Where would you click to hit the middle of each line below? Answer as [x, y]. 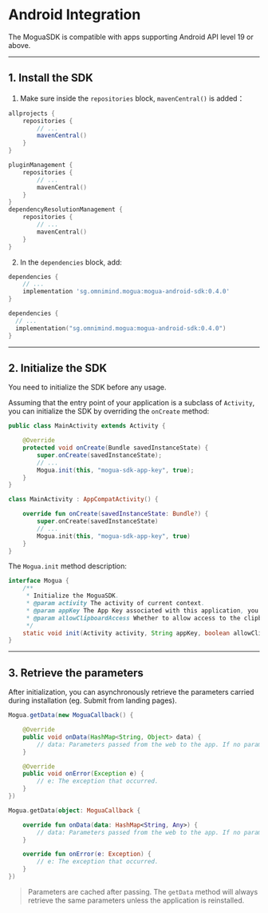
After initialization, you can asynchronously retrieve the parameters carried [131, 692]
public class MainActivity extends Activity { [87, 426]
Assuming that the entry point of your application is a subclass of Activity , [132, 403]
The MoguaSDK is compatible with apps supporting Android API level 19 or [131, 37]
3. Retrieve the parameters [76, 673]
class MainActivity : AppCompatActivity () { [83, 500]
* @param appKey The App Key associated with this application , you [142, 610]
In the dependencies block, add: [71, 262]
